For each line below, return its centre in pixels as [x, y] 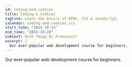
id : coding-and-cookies [29, 9]
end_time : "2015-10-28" [29, 32]
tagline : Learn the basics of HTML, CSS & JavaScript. [62, 18]
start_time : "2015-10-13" [31, 28]
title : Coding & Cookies [30, 14]
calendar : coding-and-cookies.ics [40, 23]
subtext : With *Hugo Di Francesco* [41, 37]
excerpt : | [16, 41]
